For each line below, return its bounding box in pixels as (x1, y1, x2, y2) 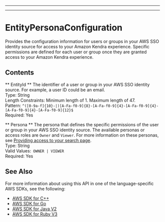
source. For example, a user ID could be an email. (5, 87, 106, 93)
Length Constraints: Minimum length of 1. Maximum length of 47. (5, 97, 136, 103)
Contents (5, 69, 34, 77)
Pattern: (5, 102, 21, 109)
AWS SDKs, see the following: (5, 185, 65, 191)
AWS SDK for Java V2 (12, 206, 57, 212)
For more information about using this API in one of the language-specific (5, 181, 154, 186)
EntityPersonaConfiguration (5, 22, 123, 34)
